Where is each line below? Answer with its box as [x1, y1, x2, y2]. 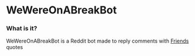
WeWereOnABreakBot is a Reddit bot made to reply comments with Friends [6, 37, 189, 44]
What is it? [6, 24, 37, 33]
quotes [6, 44, 24, 51]
